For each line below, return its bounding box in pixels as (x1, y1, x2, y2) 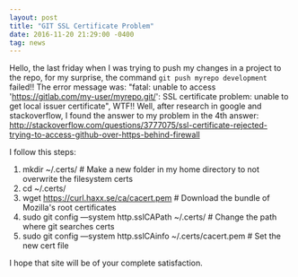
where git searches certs (22, 221, 115, 232)
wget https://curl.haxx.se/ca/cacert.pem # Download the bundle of (22, 193, 271, 203)
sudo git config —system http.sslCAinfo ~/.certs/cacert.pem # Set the (22, 230, 281, 242)
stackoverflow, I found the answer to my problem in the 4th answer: (9, 110, 259, 121)
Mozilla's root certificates (22, 203, 117, 213)
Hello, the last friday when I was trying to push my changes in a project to (9, 63, 282, 74)
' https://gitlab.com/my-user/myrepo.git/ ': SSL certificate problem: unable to (9, 91, 289, 102)
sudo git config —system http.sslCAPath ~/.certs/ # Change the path (22, 212, 277, 222)
